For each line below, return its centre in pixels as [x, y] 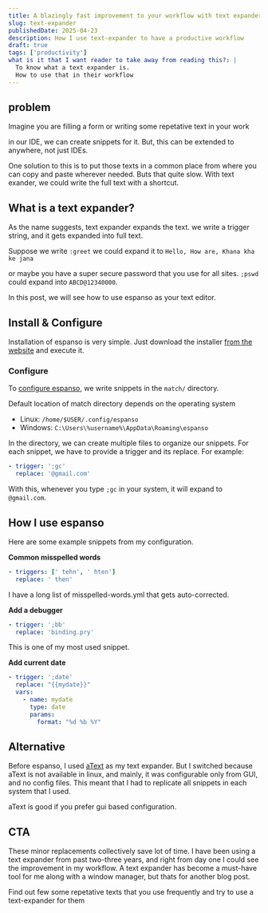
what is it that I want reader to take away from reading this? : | [123, 61]
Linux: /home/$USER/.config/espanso [79, 419]
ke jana [21, 259]
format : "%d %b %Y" [69, 722]
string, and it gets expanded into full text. [76, 235]
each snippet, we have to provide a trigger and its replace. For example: [126, 452]
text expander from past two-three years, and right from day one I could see [134, 860]
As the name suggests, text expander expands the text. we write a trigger [129, 227]
